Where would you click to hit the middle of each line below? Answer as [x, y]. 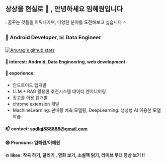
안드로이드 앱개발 [29, 85]
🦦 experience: [20, 73]
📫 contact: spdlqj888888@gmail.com [47, 129]
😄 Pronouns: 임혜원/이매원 [33, 143]
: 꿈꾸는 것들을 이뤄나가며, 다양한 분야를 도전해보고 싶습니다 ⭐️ [66, 22]
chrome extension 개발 [36, 104]
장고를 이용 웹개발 [30, 98]
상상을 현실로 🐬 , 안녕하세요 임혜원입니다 [64, 9]
